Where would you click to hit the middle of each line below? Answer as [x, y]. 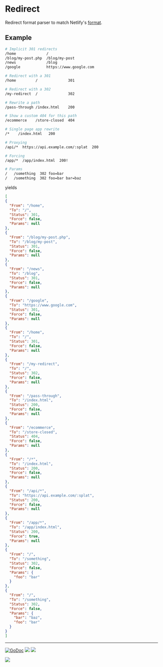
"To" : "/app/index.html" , [36, 527]
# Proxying [16, 142]
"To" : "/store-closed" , [33, 432]
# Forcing [15, 156]
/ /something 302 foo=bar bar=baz [43, 178]
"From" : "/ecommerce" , [32, 427]
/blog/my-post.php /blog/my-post [40, 58]
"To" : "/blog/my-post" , [33, 242]
